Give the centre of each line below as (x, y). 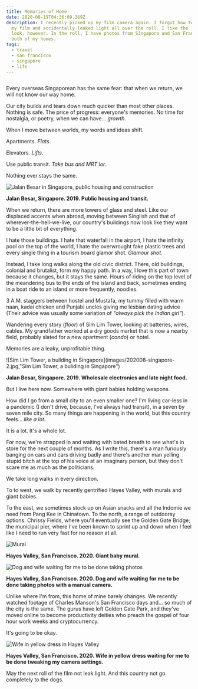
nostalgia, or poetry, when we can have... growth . (66, 119)
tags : (13, 45)
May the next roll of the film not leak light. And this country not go (86, 674)
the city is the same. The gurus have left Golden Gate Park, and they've (93, 609)
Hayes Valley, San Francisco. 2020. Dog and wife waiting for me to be (93, 579)
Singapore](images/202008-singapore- (127, 360)
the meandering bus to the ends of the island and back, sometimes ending (96, 283)
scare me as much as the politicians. (50, 467)
